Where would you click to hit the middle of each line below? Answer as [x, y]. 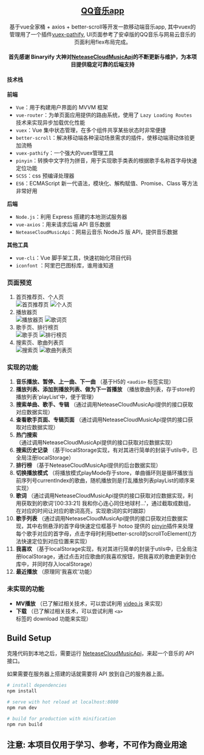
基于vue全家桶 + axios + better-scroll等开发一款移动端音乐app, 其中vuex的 [103, 27]
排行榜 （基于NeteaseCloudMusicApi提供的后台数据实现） [88, 465]
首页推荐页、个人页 [40, 297]
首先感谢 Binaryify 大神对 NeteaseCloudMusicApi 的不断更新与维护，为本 [100, 57]
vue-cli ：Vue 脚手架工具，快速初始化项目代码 [73, 258]
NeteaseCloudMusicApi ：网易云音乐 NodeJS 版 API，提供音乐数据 [97, 232]
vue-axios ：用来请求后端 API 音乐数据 [63, 224]
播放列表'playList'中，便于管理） [56, 397]
